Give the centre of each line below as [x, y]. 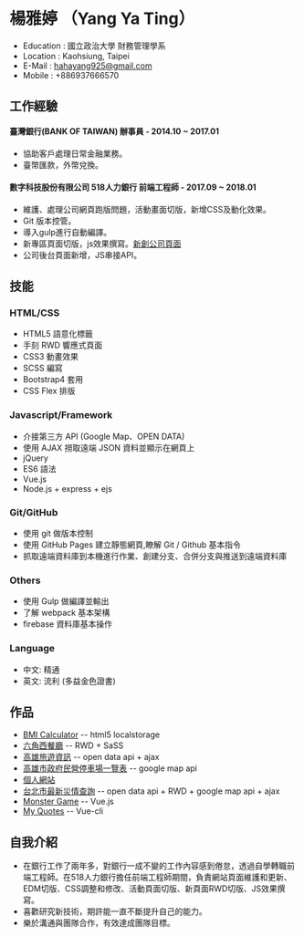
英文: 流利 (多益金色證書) [69, 681]
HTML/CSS [35, 313]
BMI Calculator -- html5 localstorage [91, 734]
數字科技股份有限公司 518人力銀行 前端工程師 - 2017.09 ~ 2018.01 [133, 187]
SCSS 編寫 [42, 368]
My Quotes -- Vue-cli [63, 811]
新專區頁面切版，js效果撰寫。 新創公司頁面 [102, 244]
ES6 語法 [39, 468]
